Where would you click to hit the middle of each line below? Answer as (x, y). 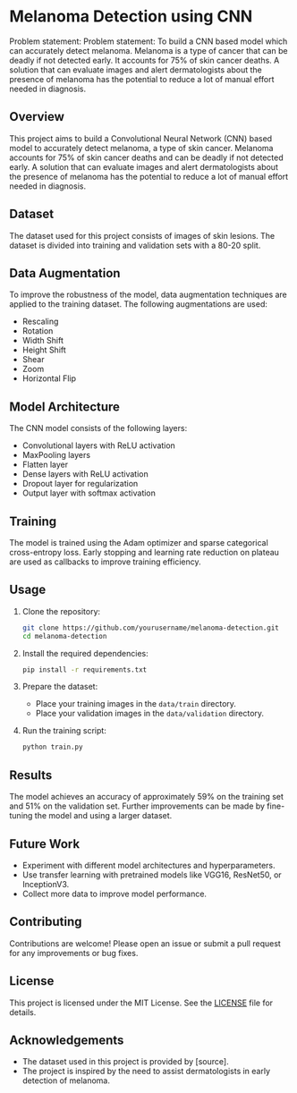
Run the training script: (64, 731)
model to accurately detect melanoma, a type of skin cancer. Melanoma (141, 148)
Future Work (45, 844)
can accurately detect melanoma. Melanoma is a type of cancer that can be (148, 50)
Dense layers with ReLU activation (85, 474)
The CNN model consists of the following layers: (98, 428)
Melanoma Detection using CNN (131, 17)
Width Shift (43, 341)
